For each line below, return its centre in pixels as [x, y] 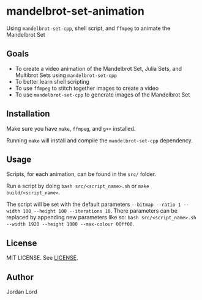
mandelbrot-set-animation [76, 11]
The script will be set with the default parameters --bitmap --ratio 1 [94, 204]
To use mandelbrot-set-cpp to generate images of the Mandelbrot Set [103, 94]
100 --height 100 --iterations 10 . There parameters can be [100, 211]
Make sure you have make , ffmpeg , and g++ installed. [71, 128]
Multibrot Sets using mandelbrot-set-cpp [66, 75]
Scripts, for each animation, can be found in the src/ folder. [81, 174]
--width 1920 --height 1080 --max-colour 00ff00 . [70, 224]
